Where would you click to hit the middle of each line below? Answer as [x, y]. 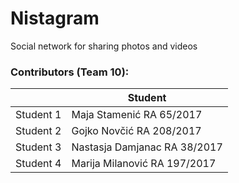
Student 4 [38, 164]
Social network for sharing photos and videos [104, 46]
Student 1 [38, 115]
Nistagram [55, 18]
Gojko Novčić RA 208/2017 [136, 131]
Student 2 [38, 131]
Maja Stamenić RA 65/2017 [137, 115]
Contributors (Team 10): [70, 72]
